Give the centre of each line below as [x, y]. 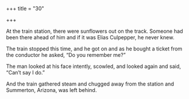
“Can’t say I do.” [25, 72]
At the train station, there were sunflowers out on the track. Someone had [94, 31]
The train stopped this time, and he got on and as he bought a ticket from [94, 49]
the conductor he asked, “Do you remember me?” [66, 55]
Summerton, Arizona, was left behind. [51, 90]
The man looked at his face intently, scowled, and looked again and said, [94, 66]
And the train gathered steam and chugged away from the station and [90, 84]
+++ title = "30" [25, 8]
